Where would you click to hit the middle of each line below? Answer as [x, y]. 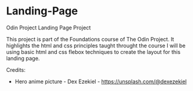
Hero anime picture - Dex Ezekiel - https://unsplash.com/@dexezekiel [101, 81]
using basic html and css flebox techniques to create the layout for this [94, 51]
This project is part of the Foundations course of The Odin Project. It [90, 39]
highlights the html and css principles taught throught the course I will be [96, 45]
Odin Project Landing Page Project [49, 28]
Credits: [16, 69]
